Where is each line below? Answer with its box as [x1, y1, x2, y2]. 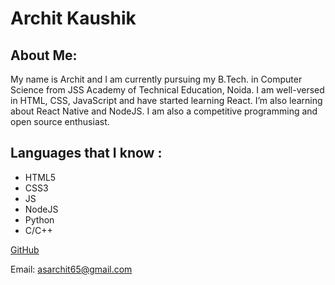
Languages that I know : [10, 145, 163, 162]
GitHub [10, 243, 40, 256]
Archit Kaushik [10, 7, 137, 30]
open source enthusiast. [10, 116, 110, 127]
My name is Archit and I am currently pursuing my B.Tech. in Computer [10, 73, 303, 85]
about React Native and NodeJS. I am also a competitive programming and [10, 105, 318, 117]
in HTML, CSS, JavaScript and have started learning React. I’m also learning [10, 95, 323, 106]
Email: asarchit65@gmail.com [10, 263, 133, 275]
